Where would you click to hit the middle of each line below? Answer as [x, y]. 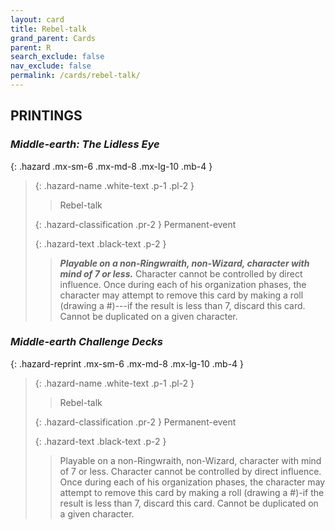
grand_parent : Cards [53, 38]
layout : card [37, 19]
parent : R [31, 47]
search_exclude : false [57, 57]
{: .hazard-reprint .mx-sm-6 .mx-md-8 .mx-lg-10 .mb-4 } [127, 363]
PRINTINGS [46, 116]
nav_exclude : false [51, 66]
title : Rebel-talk [48, 29]
